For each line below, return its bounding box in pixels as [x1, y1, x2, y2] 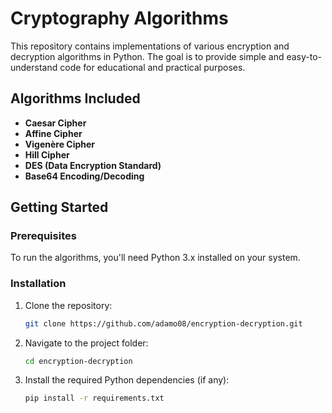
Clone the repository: [24, 299, 113, 311]
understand [10, 61, 58, 73]
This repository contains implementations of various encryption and [10, 40, 290, 52]
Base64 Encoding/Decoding [24, 170, 145, 182]
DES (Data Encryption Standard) [24, 159, 162, 171]
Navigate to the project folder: [24, 337, 149, 349]
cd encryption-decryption [24, 356, 133, 366]
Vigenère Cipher [24, 138, 96, 150]
